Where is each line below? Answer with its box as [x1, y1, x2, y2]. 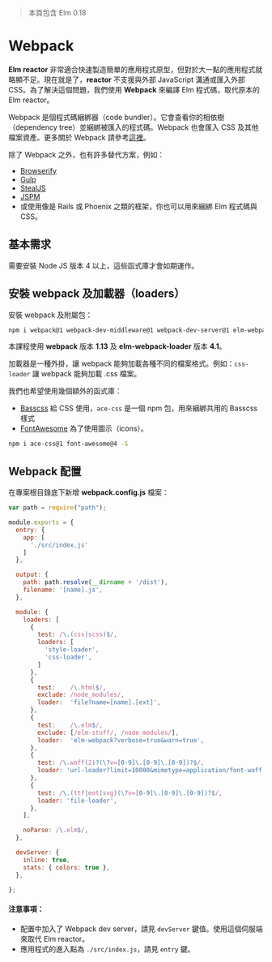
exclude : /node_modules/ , [37, 691, 125, 699]
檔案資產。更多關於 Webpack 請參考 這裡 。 [8, 132, 151, 142]
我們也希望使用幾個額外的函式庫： [8, 386, 122, 396]
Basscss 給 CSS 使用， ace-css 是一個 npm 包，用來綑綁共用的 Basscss [19, 403, 257, 413]
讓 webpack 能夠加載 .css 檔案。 [32, 369, 142, 379]
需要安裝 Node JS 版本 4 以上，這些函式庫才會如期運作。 [8, 260, 199, 270]
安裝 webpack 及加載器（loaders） [8, 287, 185, 301]
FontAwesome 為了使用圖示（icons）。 [19, 423, 148, 433]
